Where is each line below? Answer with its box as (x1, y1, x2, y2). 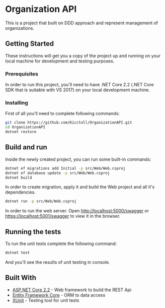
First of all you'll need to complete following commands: (5, 111, 120, 117)
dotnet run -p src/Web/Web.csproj (5, 199, 77, 204)
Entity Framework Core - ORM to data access (12, 292, 105, 298)
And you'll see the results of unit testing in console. (5, 259, 110, 265)
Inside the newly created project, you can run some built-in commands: (5, 156, 152, 162)
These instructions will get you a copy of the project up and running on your (5, 53, 161, 59)
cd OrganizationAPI (5, 125, 46, 130)
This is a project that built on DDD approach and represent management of (5, 20, 158, 26)
